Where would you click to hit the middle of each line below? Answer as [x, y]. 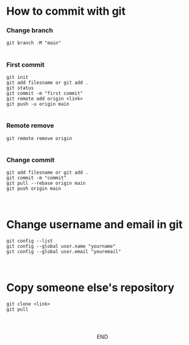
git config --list [30, 241]
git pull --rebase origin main [46, 184]
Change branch [30, 31]
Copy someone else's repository [91, 288]
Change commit [30, 160]
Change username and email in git [94, 225]
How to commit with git [66, 11]
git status [20, 88]
